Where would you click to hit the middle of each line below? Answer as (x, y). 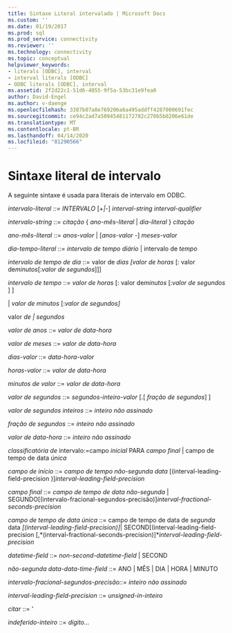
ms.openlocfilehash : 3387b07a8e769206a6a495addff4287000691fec (101, 110)
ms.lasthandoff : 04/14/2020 (48, 135)
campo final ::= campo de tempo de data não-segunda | (88, 492)
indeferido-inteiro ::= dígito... (49, 623)
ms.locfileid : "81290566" (45, 142)
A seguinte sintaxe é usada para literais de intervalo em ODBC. (97, 195)
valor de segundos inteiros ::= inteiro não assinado (80, 411)
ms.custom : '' (28, 20)
